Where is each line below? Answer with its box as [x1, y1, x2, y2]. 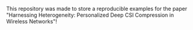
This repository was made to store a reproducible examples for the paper [6, 5, 188, 12]
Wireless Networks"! [6, 18, 57, 25]
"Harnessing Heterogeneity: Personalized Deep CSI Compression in [6, 11, 174, 19]
